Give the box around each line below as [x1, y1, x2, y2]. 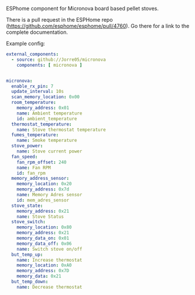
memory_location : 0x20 [16, 181, 72, 187]
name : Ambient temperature [16, 110, 83, 116]
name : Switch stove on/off [16, 246, 83, 252]
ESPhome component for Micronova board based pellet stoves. [6, 5, 159, 12]
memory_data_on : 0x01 [16, 235, 69, 241]
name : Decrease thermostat [16, 284, 83, 290]
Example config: [6, 40, 46, 47]
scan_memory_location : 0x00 [11, 94, 80, 100]
